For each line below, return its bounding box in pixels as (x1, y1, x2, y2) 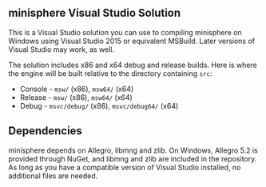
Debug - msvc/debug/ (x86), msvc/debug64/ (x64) (19, 101, 179, 110)
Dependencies (8, 124, 82, 138)
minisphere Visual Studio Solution (8, 6, 181, 20)
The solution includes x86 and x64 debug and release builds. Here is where (8, 60, 257, 70)
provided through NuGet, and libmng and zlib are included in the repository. (8, 153, 257, 163)
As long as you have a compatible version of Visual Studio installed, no (8, 162, 241, 172)
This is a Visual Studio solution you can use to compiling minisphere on (8, 27, 242, 37)
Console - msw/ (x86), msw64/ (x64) (19, 84, 134, 93)
